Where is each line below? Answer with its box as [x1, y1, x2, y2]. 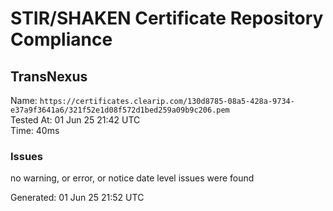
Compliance [10, 28, 113, 51]
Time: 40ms [10, 125, 60, 136]
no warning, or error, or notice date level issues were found [10, 172, 255, 184]
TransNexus [10, 68, 88, 85]
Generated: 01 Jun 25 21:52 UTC [10, 192, 145, 204]
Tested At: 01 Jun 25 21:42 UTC [10, 114, 141, 126]
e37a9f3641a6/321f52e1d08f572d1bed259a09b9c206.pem [10, 105, 230, 115]
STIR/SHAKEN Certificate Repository [10, 7, 324, 30]
